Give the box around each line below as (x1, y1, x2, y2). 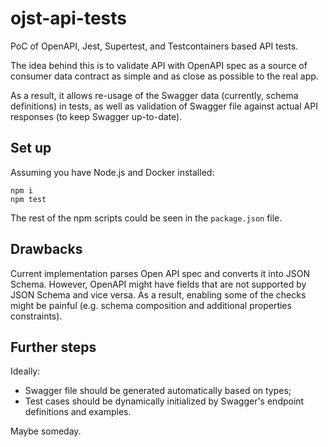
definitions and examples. (24, 406, 132, 418)
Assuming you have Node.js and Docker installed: (10, 166, 215, 178)
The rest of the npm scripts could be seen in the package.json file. (10, 212, 283, 224)
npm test (10, 194, 47, 204)
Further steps (10, 338, 97, 356)
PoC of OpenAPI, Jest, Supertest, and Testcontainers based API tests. (10, 40, 299, 52)
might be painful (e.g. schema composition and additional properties (10, 299, 292, 311)
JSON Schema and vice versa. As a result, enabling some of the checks (10, 288, 307, 301)
